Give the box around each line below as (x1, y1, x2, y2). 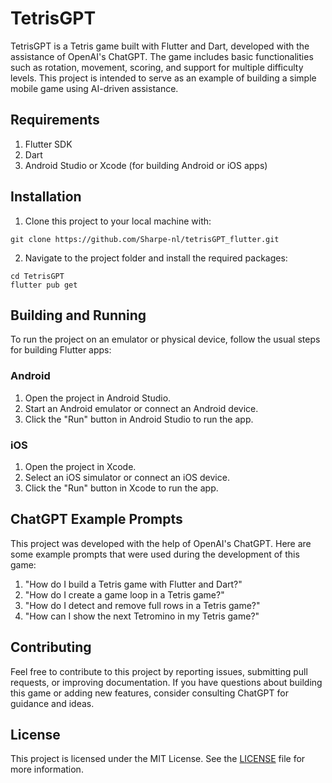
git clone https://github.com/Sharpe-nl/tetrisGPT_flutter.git (10, 234, 280, 244)
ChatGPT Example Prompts (10, 511, 183, 528)
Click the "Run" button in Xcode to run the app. (24, 482, 219, 494)
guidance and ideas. (10, 697, 95, 709)
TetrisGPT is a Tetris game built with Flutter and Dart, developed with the (10, 40, 310, 52)
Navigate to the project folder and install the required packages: (24, 252, 288, 264)
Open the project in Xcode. (24, 460, 137, 472)
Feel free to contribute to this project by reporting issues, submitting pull (10, 665, 308, 677)
